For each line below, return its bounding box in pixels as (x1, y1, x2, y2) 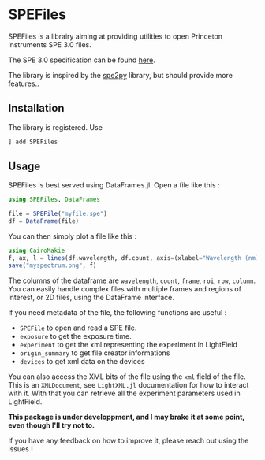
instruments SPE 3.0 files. (8, 39, 92, 49)
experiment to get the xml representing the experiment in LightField (19, 339, 238, 349)
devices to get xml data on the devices (19, 356, 145, 365)
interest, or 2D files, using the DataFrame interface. (8, 292, 175, 302)
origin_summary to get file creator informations (19, 348, 170, 358)
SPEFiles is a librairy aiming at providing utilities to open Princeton (8, 32, 223, 41)
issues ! (8, 443, 33, 454)
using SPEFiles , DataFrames (8, 195, 101, 204)
